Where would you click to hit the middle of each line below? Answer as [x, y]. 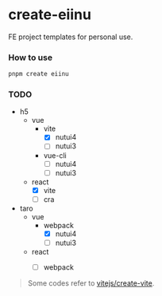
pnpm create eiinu [39, 74]
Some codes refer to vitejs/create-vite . [91, 283]
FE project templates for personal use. [71, 37]
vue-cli [55, 155]
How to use [31, 57]
